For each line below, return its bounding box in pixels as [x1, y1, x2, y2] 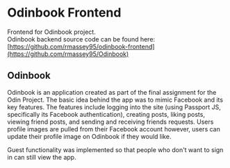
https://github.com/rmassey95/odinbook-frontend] [9, 42, 155, 50]
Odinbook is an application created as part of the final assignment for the [7, 88, 217, 96]
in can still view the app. [7, 153, 76, 161]
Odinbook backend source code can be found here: [7, 35, 155, 43]
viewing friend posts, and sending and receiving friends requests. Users [7, 118, 214, 126]
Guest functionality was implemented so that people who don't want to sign [7, 145, 224, 153]
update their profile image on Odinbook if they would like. [7, 132, 172, 140]
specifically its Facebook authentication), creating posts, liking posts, [7, 110, 205, 118]
